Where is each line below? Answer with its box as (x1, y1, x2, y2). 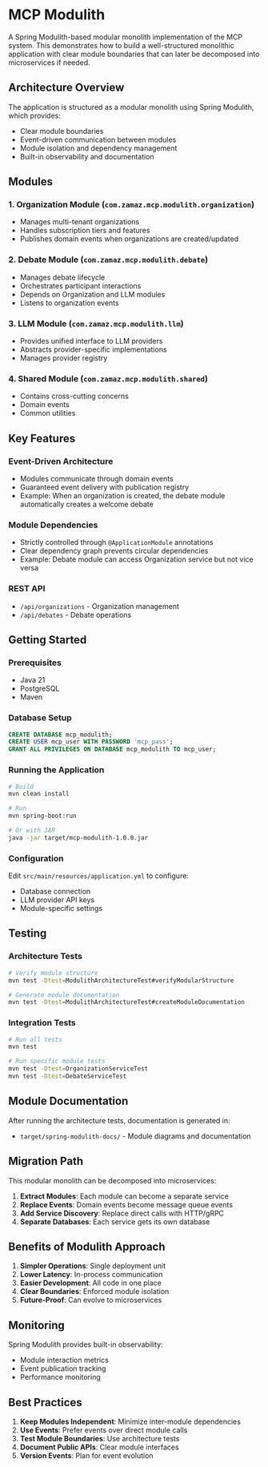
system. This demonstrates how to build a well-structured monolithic (8, 40, 234, 50)
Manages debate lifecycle (19, 272, 106, 282)
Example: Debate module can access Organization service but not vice (19, 554, 254, 564)
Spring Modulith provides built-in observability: (8, 1340, 164, 1349)
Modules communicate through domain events (19, 474, 174, 484)
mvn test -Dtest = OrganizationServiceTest (8, 1065, 149, 1073)
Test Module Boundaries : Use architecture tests (19, 1433, 180, 1443)
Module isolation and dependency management (19, 143, 178, 153)
